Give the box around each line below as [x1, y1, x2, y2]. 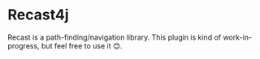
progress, [7, 40, 40, 50]
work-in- [222, 32, 253, 42]
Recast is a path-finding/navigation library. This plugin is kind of [7, 32, 221, 42]
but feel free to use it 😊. [41, 40, 123, 50]
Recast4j [7, 6, 70, 24]
